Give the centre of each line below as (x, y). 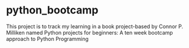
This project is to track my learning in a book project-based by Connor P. (94, 26)
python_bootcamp (52, 10)
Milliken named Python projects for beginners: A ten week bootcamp (89, 32)
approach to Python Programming (47, 39)
